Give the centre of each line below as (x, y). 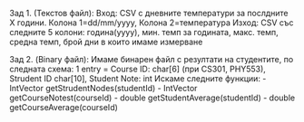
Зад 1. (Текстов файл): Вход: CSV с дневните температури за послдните (149, 13)
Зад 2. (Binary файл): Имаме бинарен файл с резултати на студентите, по (152, 59)
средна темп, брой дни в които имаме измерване (106, 42)
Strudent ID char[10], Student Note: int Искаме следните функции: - (138, 79)
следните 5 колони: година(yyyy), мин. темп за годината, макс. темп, (144, 32)
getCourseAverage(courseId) (64, 107)
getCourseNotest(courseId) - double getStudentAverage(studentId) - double (152, 98)
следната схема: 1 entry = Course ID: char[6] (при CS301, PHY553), (137, 69)
